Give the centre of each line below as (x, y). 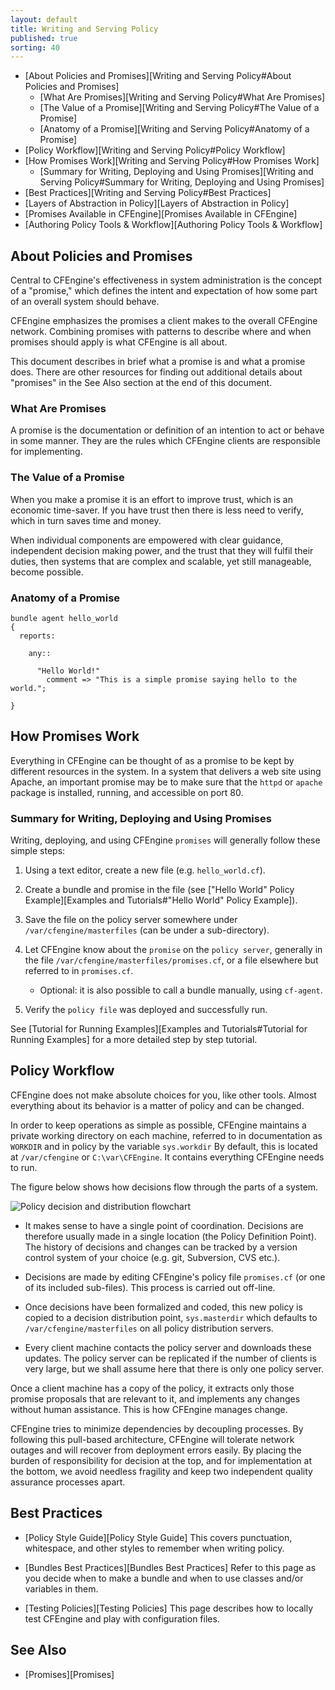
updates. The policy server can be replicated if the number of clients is (170, 1358)
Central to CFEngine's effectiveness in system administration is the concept (166, 280)
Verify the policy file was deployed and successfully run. (146, 1010)
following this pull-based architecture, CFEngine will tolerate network (152, 1439)
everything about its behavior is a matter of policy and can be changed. (157, 1105)
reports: (37, 636)
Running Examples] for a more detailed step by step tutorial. (134, 1040)
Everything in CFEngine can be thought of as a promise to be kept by (152, 760)
